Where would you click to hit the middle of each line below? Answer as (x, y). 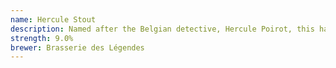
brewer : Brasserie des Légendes (77, 47)
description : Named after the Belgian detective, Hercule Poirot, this (162, 29)
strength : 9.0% (42, 38)
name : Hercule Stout (53, 19)
